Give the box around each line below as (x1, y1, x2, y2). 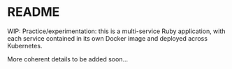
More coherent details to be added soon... (7, 55, 129, 63)
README (7, 4, 60, 20)
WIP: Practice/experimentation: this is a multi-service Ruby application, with (7, 27, 226, 35)
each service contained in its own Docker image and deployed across (7, 34, 208, 42)
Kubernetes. (7, 41, 43, 50)
